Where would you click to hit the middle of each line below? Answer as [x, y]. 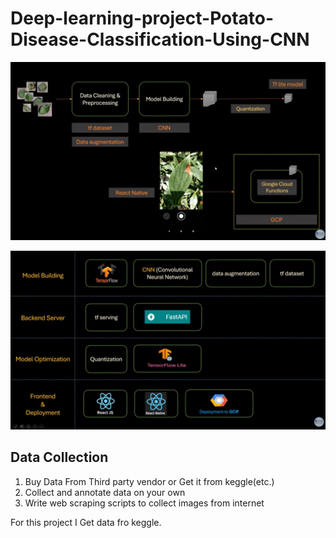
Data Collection [59, 457]
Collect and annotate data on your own [105, 492]
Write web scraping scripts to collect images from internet [144, 503]
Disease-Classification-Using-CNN [160, 39]
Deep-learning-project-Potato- [142, 18]
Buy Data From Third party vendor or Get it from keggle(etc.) [149, 481]
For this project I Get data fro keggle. [86, 522]
